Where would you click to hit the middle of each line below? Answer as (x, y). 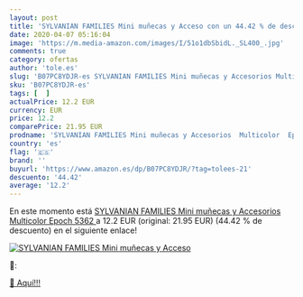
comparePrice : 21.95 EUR (56, 127)
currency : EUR (36, 110)
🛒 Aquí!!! (25, 283)
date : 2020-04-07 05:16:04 (60, 34)
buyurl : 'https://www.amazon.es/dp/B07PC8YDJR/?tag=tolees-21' (131, 169)
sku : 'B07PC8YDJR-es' (50, 85)
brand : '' (28, 160)
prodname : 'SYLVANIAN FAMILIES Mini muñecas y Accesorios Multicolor (145, 135)
